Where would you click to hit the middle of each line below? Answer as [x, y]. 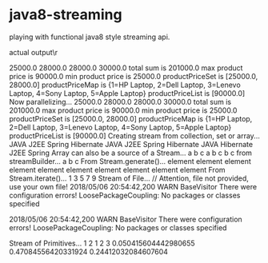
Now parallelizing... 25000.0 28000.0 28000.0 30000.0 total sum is [120, 102]
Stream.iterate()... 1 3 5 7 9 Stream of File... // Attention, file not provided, [129, 178]
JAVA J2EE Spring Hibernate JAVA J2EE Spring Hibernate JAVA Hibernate [131, 144]
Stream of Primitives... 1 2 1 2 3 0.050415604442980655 [102, 243]
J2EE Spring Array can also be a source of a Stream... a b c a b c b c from [131, 153]
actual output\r [34, 52]
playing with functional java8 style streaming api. [90, 37]
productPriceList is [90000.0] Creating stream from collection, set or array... [135, 135]
